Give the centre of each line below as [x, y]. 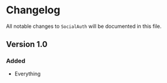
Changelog [33, 10]
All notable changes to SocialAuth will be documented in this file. [84, 26]
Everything [27, 74]
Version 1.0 [27, 44]
